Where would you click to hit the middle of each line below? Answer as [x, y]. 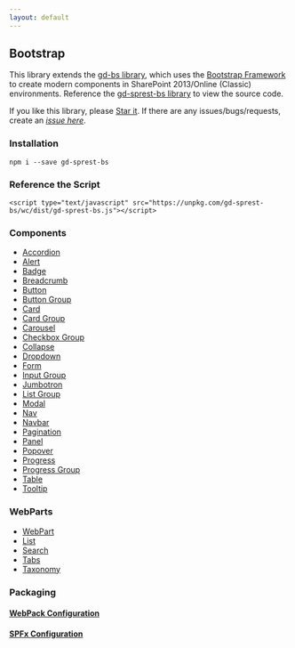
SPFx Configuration [46, 634]
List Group [41, 394]
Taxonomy [41, 569]
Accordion [41, 252]
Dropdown [41, 356]
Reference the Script [55, 184]
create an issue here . [48, 120]
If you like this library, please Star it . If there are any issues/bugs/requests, [145, 111]
